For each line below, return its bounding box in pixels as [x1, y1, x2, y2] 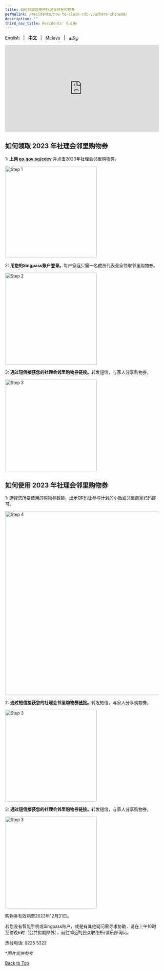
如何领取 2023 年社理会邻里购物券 [5, 142, 108, 150]
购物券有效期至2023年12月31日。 [5, 913, 72, 919]
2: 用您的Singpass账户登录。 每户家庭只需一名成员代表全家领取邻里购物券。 [5, 262, 158, 268]
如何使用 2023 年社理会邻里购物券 [5, 481, 108, 489]
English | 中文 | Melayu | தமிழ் [5, 35, 79, 41]
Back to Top [5, 960, 29, 966]
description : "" [5, 16, 38, 21]
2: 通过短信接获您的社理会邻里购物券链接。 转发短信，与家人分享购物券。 [5, 700, 151, 706]
